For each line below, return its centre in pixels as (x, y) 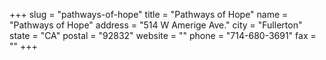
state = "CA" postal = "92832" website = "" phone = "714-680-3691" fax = (163, 35)
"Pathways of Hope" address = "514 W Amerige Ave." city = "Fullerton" (156, 25)
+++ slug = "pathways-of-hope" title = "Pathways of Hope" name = (149, 14)
